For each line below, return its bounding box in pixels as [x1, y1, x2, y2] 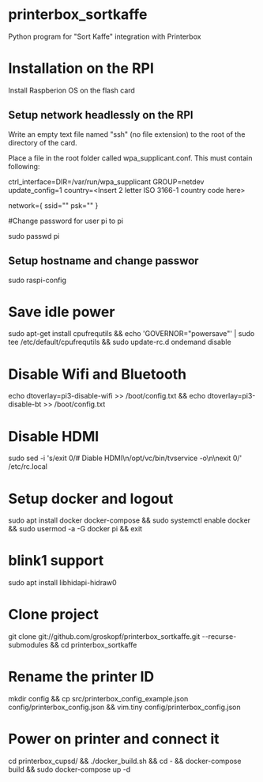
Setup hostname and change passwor [8, 255, 199, 268]
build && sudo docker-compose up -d [8, 765, 131, 774]
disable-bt [8, 399, 42, 409]
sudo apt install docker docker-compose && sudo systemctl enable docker [8, 516, 251, 525]
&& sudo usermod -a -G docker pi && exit [8, 524, 143, 534]
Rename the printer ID [8, 668, 155, 686]
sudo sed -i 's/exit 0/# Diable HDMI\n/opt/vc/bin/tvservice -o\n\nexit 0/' [8, 453, 242, 463]
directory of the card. [8, 138, 77, 147]
